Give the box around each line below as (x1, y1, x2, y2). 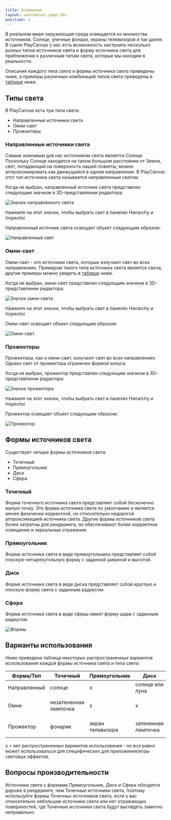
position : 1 (5, 17, 31, 22)
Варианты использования (5, 641, 93, 650)
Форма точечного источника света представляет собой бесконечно (5, 500, 154, 506)
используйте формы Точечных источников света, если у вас (5, 792, 137, 799)
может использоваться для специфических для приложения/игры (5, 748, 150, 754)
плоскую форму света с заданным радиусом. (5, 586, 105, 592)
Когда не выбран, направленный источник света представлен (5, 184, 141, 190)
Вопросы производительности (5, 768, 109, 777)
